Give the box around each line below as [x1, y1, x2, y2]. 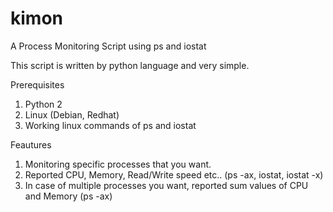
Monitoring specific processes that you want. [24, 158, 212, 170]
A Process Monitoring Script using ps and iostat [10, 40, 207, 52]
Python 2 [24, 98, 63, 110]
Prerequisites [10, 78, 65, 91]
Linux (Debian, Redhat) [24, 108, 120, 121]
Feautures [10, 138, 52, 151]
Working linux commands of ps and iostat [24, 119, 197, 131]
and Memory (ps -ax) [24, 190, 113, 202]
